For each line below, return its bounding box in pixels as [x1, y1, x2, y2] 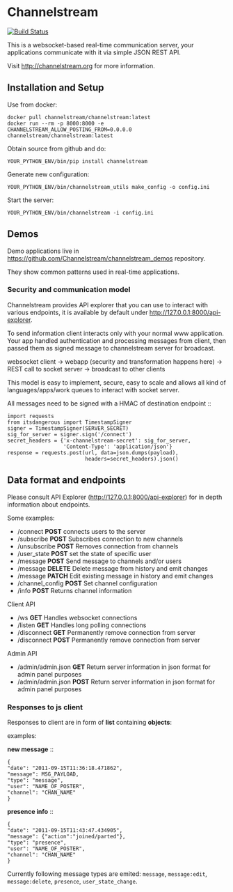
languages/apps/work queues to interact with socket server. [7, 385, 179, 394]
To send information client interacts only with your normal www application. [7, 329, 224, 337]
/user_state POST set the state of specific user [17, 549, 152, 557]
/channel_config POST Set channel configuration [17, 579, 158, 587]
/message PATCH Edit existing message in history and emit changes [17, 571, 214, 580]
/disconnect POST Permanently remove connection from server [17, 636, 200, 644]
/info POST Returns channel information [17, 586, 132, 594]
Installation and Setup [7, 82, 104, 94]
